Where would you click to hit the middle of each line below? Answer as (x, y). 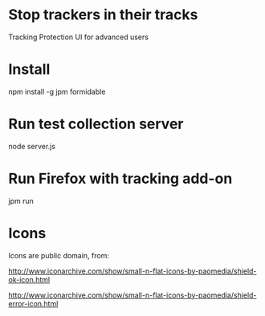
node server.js (32, 146)
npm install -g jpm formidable (57, 91)
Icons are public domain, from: (59, 255)
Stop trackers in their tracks (103, 15)
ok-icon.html (29, 279)
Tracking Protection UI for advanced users (78, 37)
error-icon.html (33, 303)
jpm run (21, 201)
